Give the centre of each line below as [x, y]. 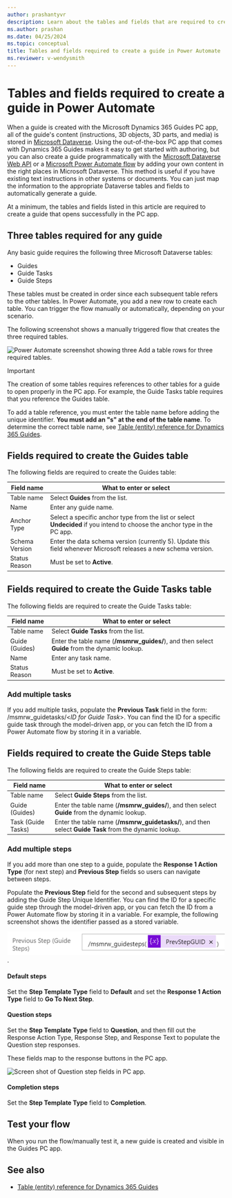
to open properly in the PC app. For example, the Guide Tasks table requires [115, 391]
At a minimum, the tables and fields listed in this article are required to [106, 207]
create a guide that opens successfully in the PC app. [83, 213]
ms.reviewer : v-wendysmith [46, 59]
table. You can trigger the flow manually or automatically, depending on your [116, 308]
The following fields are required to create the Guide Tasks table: [99, 606]
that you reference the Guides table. [58, 399]
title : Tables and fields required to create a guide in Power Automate [114, 51]
